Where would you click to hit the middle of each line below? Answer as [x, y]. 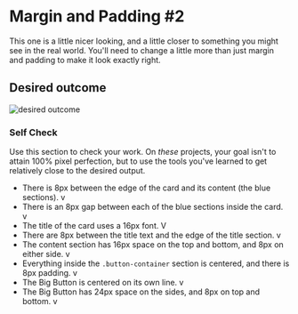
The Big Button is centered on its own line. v [103, 283]
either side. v [46, 254]
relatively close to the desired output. [77, 171]
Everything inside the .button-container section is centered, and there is [156, 263]
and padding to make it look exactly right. [85, 60]
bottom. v [40, 302]
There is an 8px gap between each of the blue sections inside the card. [153, 207]
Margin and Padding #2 [97, 16]
